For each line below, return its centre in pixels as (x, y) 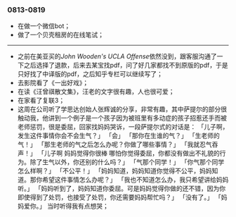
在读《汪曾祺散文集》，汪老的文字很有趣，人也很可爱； (96, 92)
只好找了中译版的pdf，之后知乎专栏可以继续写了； (90, 74)
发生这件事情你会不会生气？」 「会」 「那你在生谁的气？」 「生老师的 (118, 136)
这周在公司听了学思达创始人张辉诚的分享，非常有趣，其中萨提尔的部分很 (122, 109)
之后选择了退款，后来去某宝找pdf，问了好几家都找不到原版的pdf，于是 (126, 66)
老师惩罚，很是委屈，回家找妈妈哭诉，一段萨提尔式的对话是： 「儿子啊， (123, 127)
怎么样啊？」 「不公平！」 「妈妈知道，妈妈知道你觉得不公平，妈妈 (114, 171)
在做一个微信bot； (44, 26)
